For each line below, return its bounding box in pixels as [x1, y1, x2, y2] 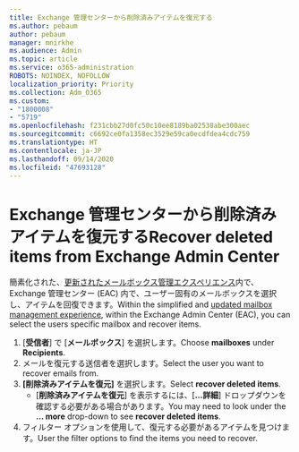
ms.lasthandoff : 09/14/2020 [9, 154, 115, 164]
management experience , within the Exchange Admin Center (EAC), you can [9, 310, 291, 320]
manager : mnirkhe [9, 38, 74, 47]
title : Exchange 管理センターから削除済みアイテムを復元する [9, 13, 213, 22]
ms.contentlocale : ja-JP [9, 146, 102, 155]
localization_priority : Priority [9, 80, 134, 89]
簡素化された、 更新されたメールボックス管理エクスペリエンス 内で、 [9, 277, 260, 287]
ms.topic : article [9, 55, 78, 64]
